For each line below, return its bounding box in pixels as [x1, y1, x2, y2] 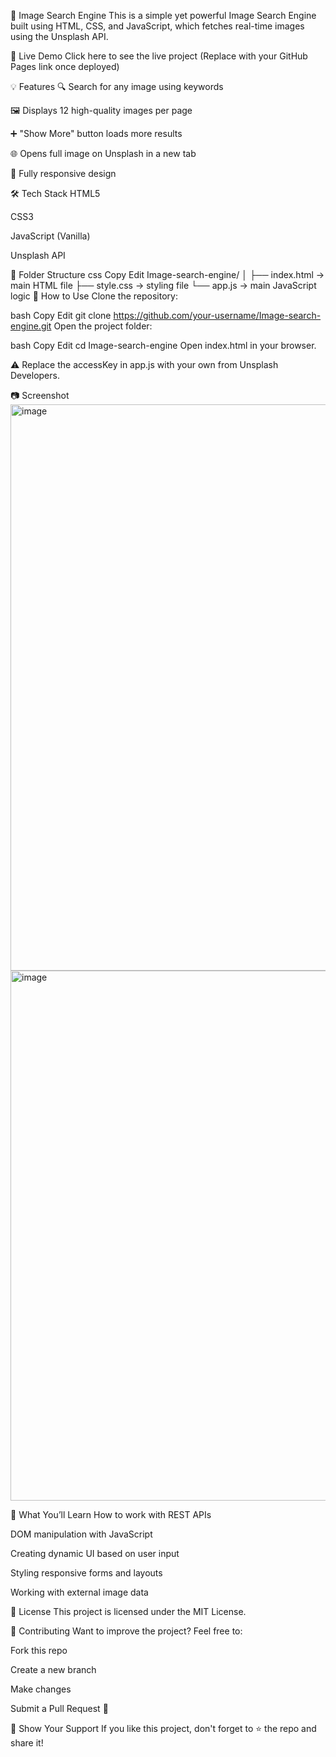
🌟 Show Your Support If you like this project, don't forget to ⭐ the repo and [10, 1723, 317, 1734]
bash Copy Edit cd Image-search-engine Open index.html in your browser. [10, 340, 317, 351]
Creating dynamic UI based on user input [10, 1548, 180, 1559]
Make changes [10, 1683, 72, 1695]
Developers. [10, 370, 60, 381]
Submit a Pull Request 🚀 [10, 1703, 109, 1714]
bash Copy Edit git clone [10, 310, 112, 321]
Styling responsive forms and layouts [10, 1567, 163, 1579]
